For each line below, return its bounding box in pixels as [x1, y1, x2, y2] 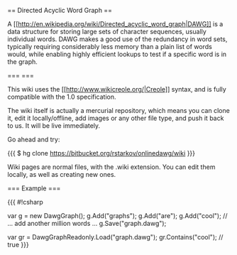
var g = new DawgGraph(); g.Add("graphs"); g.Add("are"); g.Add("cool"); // [7, 212, 228, 219]
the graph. [7, 58, 38, 66]
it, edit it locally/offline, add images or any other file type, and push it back [7, 114, 224, 122]
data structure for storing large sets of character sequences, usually [7, 28, 207, 36]
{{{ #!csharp [7, 198, 44, 206]
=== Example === [7, 184, 61, 192]
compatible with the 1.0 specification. [7, 92, 116, 101]
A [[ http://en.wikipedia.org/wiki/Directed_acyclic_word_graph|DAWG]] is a [7, 20, 224, 28]
